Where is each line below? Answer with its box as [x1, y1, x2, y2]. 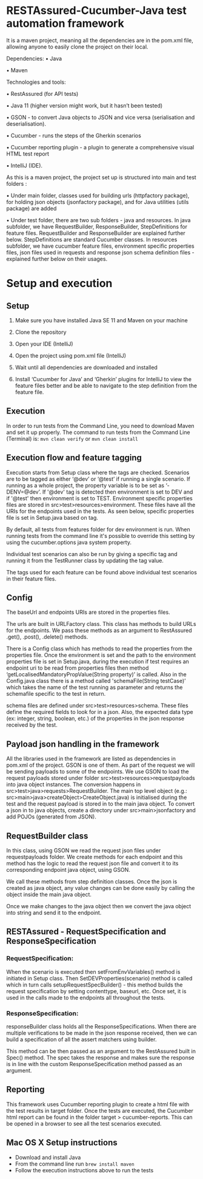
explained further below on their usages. [6, 255, 108, 262]
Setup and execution [6, 277, 113, 290]
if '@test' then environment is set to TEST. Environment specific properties [6, 494, 193, 501]
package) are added [6, 205, 57, 212]
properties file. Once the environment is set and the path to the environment [6, 651, 196, 659]
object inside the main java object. [6, 891, 92, 898]
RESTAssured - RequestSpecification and [6, 926, 167, 937]
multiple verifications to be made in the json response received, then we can [6, 1029, 197, 1036]
